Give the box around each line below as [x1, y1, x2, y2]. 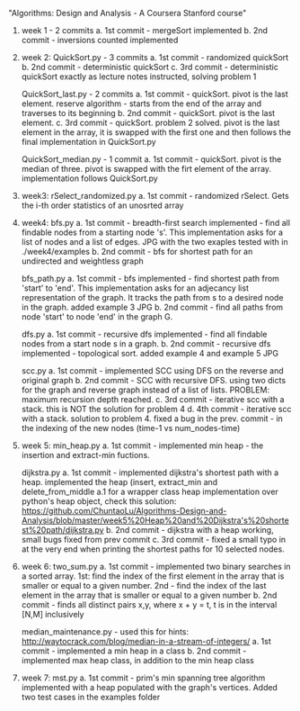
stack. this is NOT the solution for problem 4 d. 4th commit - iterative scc [21, 404, 292, 414]
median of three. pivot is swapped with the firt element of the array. [21, 164, 271, 174]
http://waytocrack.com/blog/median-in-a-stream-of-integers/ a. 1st [21, 636, 271, 646]
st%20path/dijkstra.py [21, 525, 104, 535]
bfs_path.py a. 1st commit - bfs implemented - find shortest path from [21, 274, 280, 283]
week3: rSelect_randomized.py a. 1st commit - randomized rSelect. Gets [21, 191, 289, 201]
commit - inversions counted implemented [21, 35, 179, 45]
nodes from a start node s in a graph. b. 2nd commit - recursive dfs [21, 338, 271, 349]
